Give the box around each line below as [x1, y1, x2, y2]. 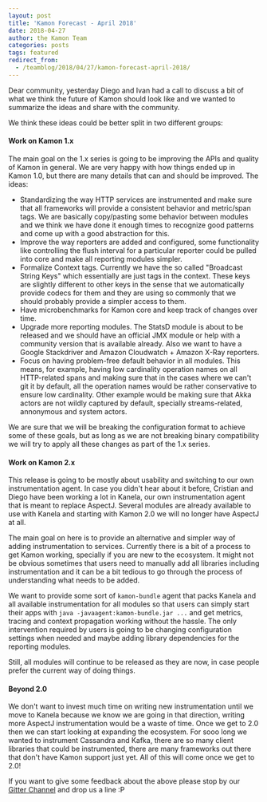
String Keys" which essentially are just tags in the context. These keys [19, 271, 251, 280]
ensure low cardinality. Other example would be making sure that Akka [19, 389, 252, 399]
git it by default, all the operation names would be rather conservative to [19, 381, 257, 391]
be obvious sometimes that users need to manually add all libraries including [8, 559, 260, 568]
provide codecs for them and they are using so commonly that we [19, 288, 237, 298]
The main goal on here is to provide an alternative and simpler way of [8, 533, 236, 543]
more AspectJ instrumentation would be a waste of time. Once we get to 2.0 [8, 719, 259, 729]
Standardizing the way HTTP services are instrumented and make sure [19, 195, 253, 204]
